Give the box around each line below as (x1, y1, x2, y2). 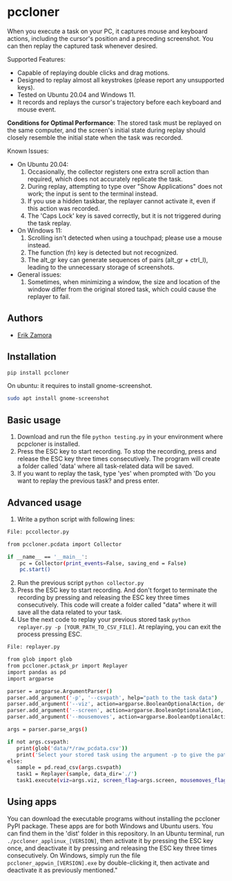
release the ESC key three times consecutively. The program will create (17, 454, 221, 463)
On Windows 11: (17, 226, 63, 234)
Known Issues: (7, 147, 49, 155)
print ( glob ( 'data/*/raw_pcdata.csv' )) (16, 745, 128, 752)
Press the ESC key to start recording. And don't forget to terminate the (17, 586, 217, 595)
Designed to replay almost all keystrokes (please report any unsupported (17, 75, 224, 84)
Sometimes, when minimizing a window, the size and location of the (27, 277, 221, 286)
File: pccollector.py (7, 528, 70, 535)
